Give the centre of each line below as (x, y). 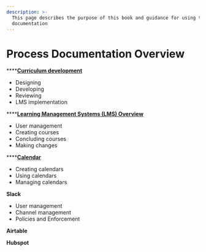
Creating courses (37, 132)
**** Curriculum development (44, 71)
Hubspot (18, 243)
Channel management (43, 213)
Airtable (17, 231)
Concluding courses (40, 139)
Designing (28, 83)
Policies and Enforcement (48, 219)
